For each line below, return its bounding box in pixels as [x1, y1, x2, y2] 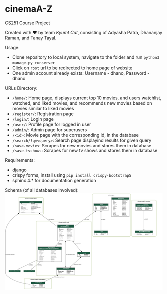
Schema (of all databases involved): [5, 187, 79, 193]
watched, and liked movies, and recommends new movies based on [12, 100, 152, 106]
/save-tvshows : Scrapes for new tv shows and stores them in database [12, 147, 158, 153]
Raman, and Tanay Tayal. [5, 35, 57, 41]
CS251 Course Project [5, 20, 50, 26]
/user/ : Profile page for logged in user [12, 121, 91, 127]
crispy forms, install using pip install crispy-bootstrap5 [12, 172, 132, 178]
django [12, 167, 27, 173]
